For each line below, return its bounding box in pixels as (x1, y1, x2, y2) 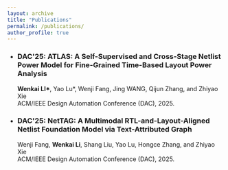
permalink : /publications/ (7, 23, 84, 29)
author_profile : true (7, 29, 69, 36)
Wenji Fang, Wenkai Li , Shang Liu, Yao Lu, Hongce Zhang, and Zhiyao (16, 140, 215, 148)
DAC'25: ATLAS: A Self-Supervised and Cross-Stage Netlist (16, 52, 221, 62)
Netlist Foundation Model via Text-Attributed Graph (16, 125, 192, 134)
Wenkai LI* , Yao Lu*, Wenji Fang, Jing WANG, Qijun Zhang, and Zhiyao (16, 84, 218, 93)
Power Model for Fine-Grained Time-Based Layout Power (16, 60, 212, 70)
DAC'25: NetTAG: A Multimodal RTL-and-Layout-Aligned (16, 116, 210, 125)
